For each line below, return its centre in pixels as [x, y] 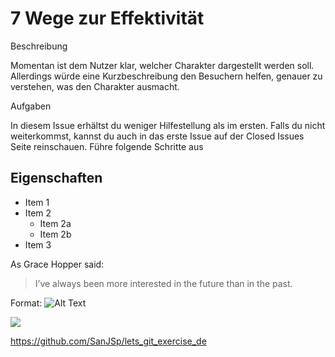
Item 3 [38, 244]
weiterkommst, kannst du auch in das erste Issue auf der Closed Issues [157, 136]
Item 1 [37, 202]
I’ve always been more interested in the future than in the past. [163, 283]
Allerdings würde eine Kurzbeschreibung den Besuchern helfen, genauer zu [166, 76]
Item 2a [55, 223]
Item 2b [55, 234]
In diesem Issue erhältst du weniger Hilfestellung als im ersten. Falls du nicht [168, 125]
